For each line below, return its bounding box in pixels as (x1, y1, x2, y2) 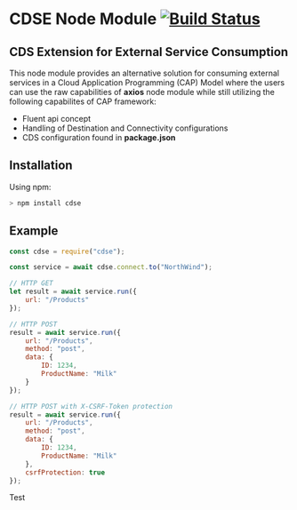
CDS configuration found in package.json (21, 132, 176, 142)
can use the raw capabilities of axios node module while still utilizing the (9, 87, 276, 97)
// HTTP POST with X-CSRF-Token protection (9, 402, 173, 410)
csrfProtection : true (25, 467, 105, 477)
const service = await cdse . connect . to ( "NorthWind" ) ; (9, 263, 213, 272)
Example (9, 223, 59, 239)
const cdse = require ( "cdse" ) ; (9, 247, 125, 256)
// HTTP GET (9, 279, 53, 288)
